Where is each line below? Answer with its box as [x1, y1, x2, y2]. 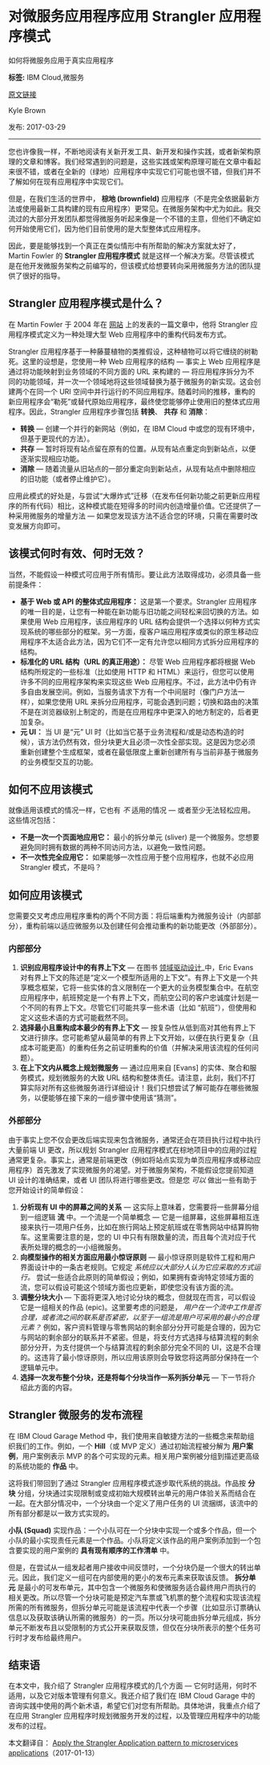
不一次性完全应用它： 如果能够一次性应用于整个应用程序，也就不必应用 [19, 852, 254, 862]
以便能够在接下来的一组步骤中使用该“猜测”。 [34, 1093, 182, 1103]
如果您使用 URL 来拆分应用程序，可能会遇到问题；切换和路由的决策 [37, 697, 260, 706]
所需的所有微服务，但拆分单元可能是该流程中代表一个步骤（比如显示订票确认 [8, 1602, 261, 1612]
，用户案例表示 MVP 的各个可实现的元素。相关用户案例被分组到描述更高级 [15, 1451, 260, 1460]
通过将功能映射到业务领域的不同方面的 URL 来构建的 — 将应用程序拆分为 [8, 366, 248, 376]
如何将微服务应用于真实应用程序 [8, 55, 114, 65]
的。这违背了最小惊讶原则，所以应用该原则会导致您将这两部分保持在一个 [19, 1352, 259, 1362]
